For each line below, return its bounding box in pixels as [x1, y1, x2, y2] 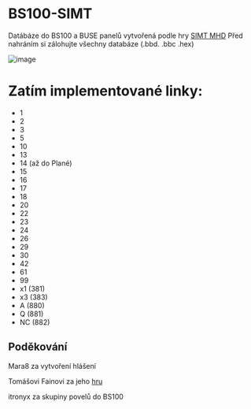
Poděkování [8, 340, 68, 354]
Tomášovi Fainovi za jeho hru [8, 376, 103, 386]
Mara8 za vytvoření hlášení [8, 361, 97, 370]
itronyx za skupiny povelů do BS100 [8, 392, 124, 401]
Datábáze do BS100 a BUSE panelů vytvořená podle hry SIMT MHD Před [8, 31, 244, 40]
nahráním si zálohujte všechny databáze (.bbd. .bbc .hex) [8, 39, 194, 48]
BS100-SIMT [8, 5, 93, 23]
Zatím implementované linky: [8, 82, 203, 100]
